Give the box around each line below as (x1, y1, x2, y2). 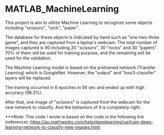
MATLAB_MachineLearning (5, 3, 119, 15)
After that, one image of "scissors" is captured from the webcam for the (5, 99, 150, 105)
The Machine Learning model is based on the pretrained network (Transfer (5, 65, 156, 70)
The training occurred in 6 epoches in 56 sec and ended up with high (5, 84, 145, 90)
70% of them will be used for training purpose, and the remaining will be (5, 50, 151, 56)
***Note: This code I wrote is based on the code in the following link (5, 113, 144, 119)
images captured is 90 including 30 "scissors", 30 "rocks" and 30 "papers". (5, 45, 158, 50)
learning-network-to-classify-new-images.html (5, 124, 100, 130)
